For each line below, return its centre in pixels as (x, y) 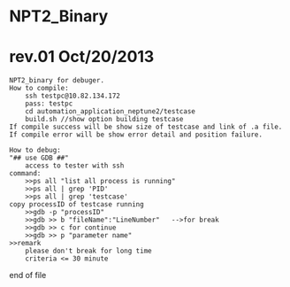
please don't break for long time (88, 251)
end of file (28, 275)
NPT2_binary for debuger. (57, 81)
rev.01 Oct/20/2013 (82, 57)
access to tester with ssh (75, 166)
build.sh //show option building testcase (104, 120)
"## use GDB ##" (39, 158)
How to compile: (39, 89)
